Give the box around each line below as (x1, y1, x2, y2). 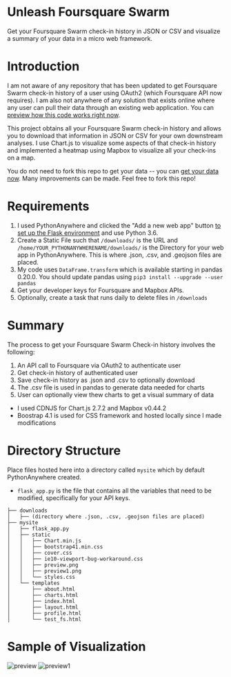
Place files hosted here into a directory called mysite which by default (7, 466, 205, 474)
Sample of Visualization (7, 638, 146, 654)
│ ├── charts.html (7, 591, 79, 598)
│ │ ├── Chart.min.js (7, 537, 81, 544)
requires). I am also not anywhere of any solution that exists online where (7, 96, 215, 104)
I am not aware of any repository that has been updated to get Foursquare (7, 81, 217, 90)
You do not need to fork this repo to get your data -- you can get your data (7, 166, 219, 175)
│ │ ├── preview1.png (7, 567, 81, 574)
